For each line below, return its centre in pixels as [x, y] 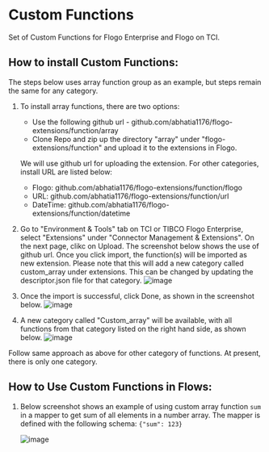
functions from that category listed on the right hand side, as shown [133, 329]
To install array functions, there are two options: [100, 106]
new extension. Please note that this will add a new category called [132, 263]
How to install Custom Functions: [94, 63]
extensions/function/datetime [81, 213]
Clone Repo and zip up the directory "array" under [116, 139]
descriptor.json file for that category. [81, 280]
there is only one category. [53, 362]
